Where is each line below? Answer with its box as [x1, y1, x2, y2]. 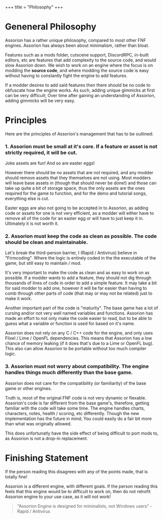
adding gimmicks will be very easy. [5, 98, 75, 103]
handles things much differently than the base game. [5, 369, 133, 376]
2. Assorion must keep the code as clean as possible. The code [5, 233, 157, 240]
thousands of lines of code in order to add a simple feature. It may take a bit [5, 280, 157, 286]
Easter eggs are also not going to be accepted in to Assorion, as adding [5, 205, 148, 211]
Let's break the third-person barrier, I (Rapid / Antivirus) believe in [5, 250, 137, 256]
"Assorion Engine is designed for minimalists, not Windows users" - [17, 503, 152, 509]
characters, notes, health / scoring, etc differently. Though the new [5, 410, 140, 416]
